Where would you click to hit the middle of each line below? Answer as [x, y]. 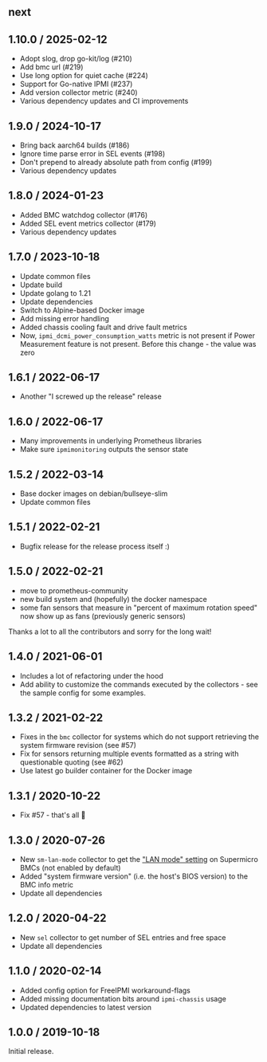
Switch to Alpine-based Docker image [82, 310]
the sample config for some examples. [82, 693]
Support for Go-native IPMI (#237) [76, 84]
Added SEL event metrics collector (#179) [88, 223]
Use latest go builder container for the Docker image [106, 771]
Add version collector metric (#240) [79, 92]
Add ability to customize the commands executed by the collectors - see [139, 684]
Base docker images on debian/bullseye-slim [94, 494]
